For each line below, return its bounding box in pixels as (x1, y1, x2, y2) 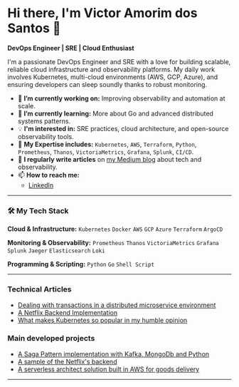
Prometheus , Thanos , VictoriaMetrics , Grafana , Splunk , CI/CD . (17, 148, 194, 156)
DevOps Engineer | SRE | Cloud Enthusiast (7, 43, 134, 52)
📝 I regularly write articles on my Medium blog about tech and (17, 155, 201, 163)
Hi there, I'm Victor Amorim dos (7, 5, 198, 21)
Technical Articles (7, 284, 72, 294)
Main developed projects (7, 334, 95, 344)
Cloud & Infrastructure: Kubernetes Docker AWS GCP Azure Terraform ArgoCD (7, 225, 223, 233)
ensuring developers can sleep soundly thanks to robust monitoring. (7, 80, 208, 88)
